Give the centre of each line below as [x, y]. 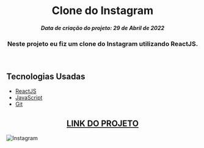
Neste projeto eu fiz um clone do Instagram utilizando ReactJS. [103, 44]
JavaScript [29, 98]
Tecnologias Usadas [46, 76]
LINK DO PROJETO [103, 123]
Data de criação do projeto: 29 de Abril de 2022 [103, 28]
